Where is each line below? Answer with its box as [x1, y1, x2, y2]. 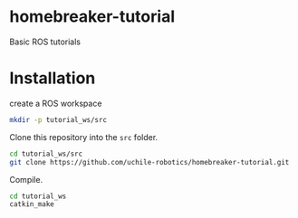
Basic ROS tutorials [9, 36, 82, 47]
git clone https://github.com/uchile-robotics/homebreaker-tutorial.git [9, 157, 290, 166]
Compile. [9, 174, 43, 185]
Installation [9, 68, 96, 89]
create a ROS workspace [9, 98, 102, 109]
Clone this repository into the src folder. [9, 131, 159, 142]
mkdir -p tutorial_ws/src [9, 115, 107, 124]
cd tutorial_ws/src [9, 149, 83, 158]
